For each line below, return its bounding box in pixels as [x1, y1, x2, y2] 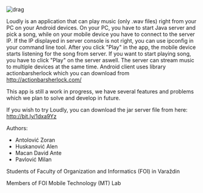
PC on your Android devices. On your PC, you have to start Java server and [6, 24, 196, 31]
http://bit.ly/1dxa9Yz [6, 113, 57, 120]
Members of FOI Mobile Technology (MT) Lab [6, 180, 121, 186]
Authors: [6, 125, 28, 131]
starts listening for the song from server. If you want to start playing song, [6, 50, 191, 57]
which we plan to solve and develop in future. [6, 95, 121, 101]
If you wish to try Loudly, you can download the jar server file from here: [6, 106, 188, 113]
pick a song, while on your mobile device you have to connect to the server [6, 31, 195, 38]
